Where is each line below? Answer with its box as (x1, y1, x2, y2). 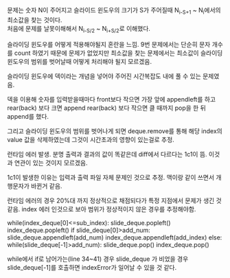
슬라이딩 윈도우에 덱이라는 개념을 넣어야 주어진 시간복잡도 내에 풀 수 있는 (7, 71, 201, 80)
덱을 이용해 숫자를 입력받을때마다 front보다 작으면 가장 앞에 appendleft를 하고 (7, 95, 216, 103)
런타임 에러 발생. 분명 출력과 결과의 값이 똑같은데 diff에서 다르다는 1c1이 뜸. (7, 150, 207, 158)
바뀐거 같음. (30, 181, 62, 190)
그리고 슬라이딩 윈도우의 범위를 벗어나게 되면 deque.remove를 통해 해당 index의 (7, 126, 223, 135)
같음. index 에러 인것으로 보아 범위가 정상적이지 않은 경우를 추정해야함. (7, 205, 196, 213)
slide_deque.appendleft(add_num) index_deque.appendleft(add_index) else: (7, 233, 222, 242)
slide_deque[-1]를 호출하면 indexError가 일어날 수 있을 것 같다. (7, 263, 177, 271)
